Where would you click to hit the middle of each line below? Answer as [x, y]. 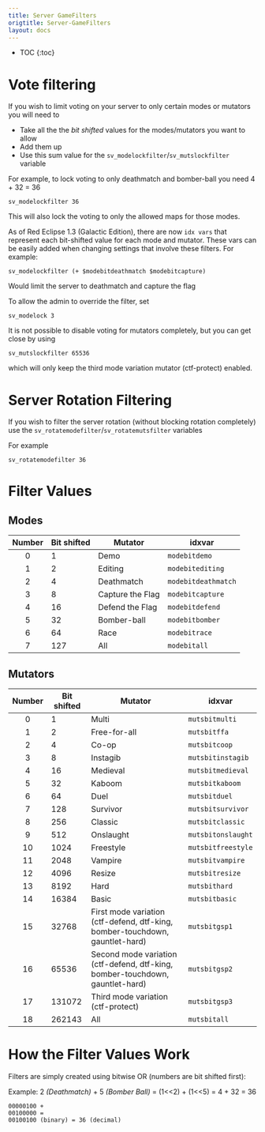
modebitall [188, 646]
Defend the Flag [128, 607]
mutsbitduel [211, 796]
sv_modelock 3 [32, 316]
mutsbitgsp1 [211, 927]
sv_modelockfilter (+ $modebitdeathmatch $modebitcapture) [107, 272]
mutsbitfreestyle [220, 848]
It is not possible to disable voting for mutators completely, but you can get [130, 331]
